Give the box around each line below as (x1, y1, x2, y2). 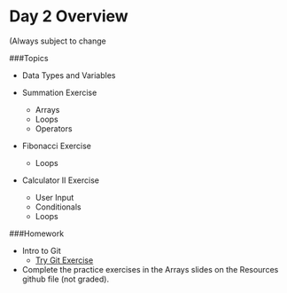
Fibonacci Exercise (21, 140, 91, 151)
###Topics (9, 52, 49, 63)
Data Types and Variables (21, 69, 116, 81)
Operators (35, 123, 73, 134)
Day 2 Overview (9, 6, 128, 27)
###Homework (9, 228, 65, 239)
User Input (35, 192, 74, 202)
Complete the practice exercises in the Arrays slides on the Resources (21, 264, 279, 274)
